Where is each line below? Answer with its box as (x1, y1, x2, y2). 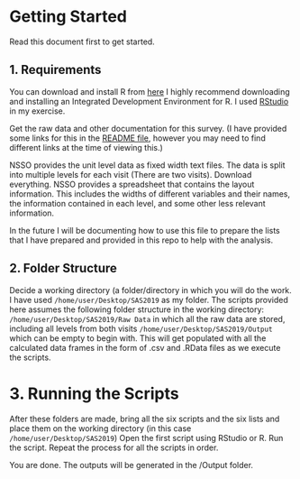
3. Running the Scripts (9, 383, 179, 403)
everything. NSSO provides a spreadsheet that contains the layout (9, 179, 255, 189)
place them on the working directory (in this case (9, 422, 192, 434)
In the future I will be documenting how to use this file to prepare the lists (9, 225, 281, 235)
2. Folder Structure (9, 261, 117, 276)
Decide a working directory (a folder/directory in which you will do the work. (9, 284, 293, 295)
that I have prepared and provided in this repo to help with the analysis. (9, 235, 274, 245)
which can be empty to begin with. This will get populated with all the (9, 332, 267, 344)
